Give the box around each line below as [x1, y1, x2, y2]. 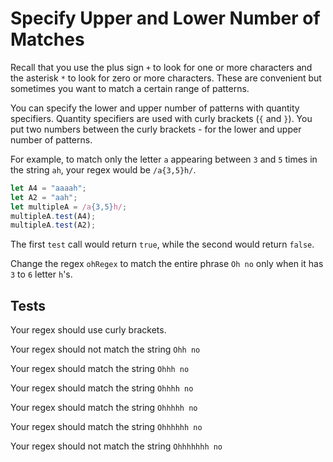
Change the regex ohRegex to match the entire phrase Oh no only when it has [10, 258, 324, 270]
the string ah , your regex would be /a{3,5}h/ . [10, 163, 197, 176]
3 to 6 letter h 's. [10, 268, 73, 281]
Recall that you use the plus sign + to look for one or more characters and [10, 61, 313, 73]
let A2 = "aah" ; [10, 192, 78, 202]
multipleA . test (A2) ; [10, 220, 97, 231]
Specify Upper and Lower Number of [10, 7, 321, 30]
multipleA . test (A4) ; [10, 211, 97, 221]
